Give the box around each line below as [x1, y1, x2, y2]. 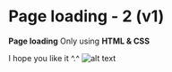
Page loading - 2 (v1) [8, 6, 165, 27]
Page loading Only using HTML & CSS [8, 36, 150, 46]
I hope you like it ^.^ [8, 52, 80, 63]
